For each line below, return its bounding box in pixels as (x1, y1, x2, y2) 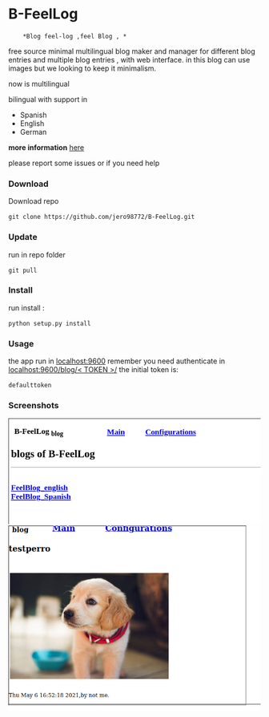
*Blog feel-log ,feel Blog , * (22, 32, 127, 40)
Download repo (8, 196, 59, 206)
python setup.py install (8, 319, 91, 327)
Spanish (19, 110, 47, 119)
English (19, 118, 45, 128)
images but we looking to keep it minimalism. (8, 63, 157, 73)
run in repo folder (8, 249, 66, 259)
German (19, 127, 47, 136)
